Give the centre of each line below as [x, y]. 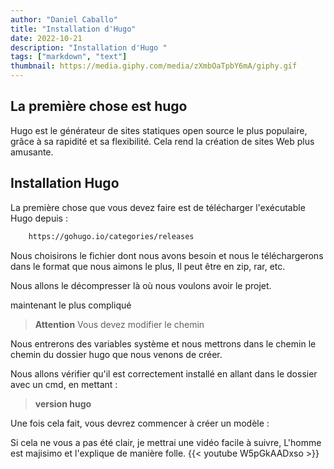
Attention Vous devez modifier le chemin [119, 324]
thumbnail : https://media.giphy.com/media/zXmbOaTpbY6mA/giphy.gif [154, 66]
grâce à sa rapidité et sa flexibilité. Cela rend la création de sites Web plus [162, 141]
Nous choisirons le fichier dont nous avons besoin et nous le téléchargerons [167, 255]
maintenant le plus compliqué [71, 305]
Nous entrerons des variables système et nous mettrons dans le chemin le [163, 343]
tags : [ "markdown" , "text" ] [69, 57]
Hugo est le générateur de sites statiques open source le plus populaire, [159, 130]
